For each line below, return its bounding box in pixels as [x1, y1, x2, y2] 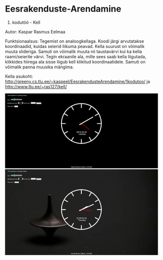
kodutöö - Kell [12, 19, 40, 25]
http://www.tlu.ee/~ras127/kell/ [5, 83, 67, 89]
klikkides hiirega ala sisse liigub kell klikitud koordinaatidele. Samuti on [5, 59, 146, 65]
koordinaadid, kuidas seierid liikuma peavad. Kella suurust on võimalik [5, 43, 145, 49]
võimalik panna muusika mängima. [5, 64, 74, 70]
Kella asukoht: [5, 73, 33, 79]
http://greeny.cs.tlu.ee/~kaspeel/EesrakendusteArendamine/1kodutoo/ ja [5, 79, 150, 84]
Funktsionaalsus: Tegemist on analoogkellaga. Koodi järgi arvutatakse [5, 38, 144, 44]
